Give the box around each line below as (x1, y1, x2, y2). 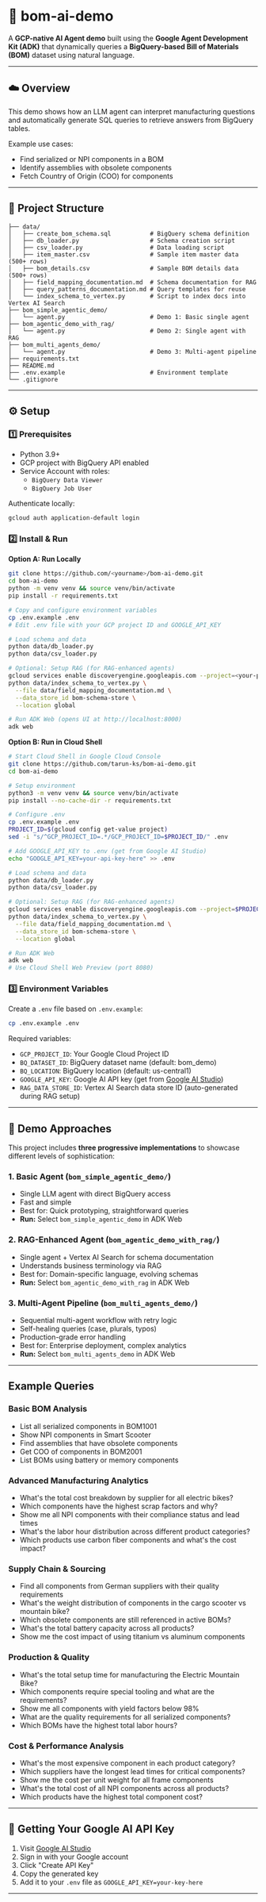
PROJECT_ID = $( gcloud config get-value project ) (8, 825, 169, 834)
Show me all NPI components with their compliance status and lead (19, 1510, 240, 1520)
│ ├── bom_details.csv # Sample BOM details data (8, 264, 239, 272)
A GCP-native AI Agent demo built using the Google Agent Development (8, 33, 249, 43)
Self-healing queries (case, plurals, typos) (19, 1324, 157, 1334)
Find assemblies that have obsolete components (19, 1438, 178, 1447)
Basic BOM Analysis (8, 1404, 88, 1415)
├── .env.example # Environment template (8, 368, 228, 376)
